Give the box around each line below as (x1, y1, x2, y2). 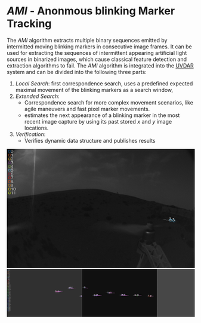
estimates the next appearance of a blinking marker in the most (24, 112, 180, 119)
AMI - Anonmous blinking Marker (7, 4, 175, 18)
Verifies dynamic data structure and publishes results (24, 137, 156, 144)
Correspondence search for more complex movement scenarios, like (24, 99, 193, 106)
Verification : (15, 130, 46, 138)
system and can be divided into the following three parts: (7, 68, 147, 75)
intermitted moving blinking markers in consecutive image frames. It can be (7, 43, 193, 50)
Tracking (7, 17, 52, 30)
